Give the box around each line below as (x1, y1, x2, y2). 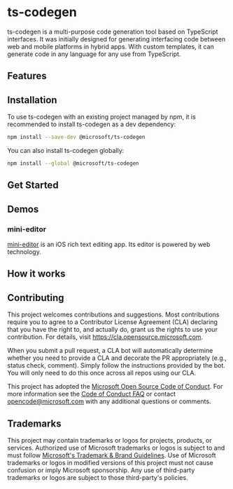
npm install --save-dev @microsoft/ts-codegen (7, 134, 146, 141)
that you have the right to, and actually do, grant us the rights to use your (7, 326, 218, 334)
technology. (7, 247, 42, 256)
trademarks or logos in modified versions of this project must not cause (7, 458, 213, 467)
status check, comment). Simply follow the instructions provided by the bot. (7, 361, 226, 370)
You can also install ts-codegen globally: (7, 147, 125, 155)
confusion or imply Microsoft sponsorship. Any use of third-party (7, 466, 195, 474)
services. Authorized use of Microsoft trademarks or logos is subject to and (7, 443, 225, 452)
